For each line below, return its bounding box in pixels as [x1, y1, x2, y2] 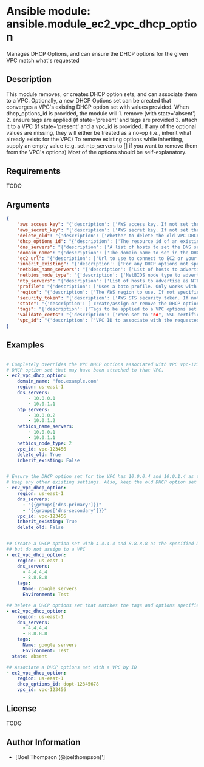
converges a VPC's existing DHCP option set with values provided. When [6, 103, 189, 111]
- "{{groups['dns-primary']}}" [22, 502, 102, 508]
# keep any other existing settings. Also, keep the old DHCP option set [6, 479, 197, 485]
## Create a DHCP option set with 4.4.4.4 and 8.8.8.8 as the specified [6, 540, 194, 547]
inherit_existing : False [17, 457, 80, 463]
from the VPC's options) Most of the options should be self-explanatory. [6, 148, 187, 155]
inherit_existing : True [17, 519, 78, 525]
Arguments [6, 199, 50, 210]
